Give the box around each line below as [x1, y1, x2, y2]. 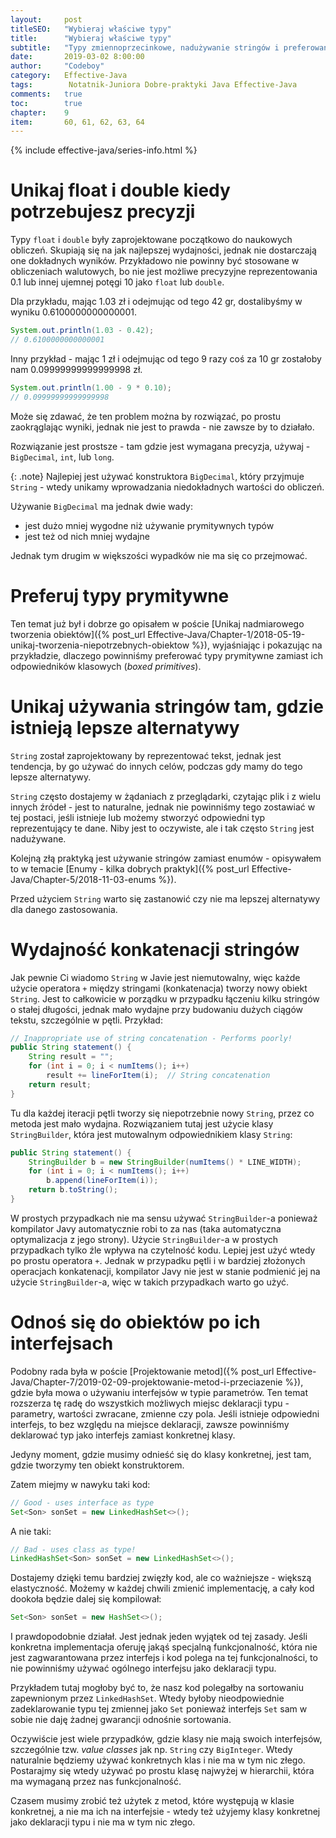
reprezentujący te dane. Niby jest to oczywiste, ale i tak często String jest [10, 822, 315, 834]
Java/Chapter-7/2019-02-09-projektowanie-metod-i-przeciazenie [10, 1376, 283, 1388]
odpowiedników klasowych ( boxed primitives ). [10, 660, 202, 672]
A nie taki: [10, 1525, 52, 1537]
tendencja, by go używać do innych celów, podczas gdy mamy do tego [10, 760, 303, 772]
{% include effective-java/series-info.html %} [10, 144, 198, 156]
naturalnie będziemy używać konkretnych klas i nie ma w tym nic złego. [10, 1754, 306, 1766]
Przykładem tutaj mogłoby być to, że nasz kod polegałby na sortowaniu [10, 1682, 304, 1694]
